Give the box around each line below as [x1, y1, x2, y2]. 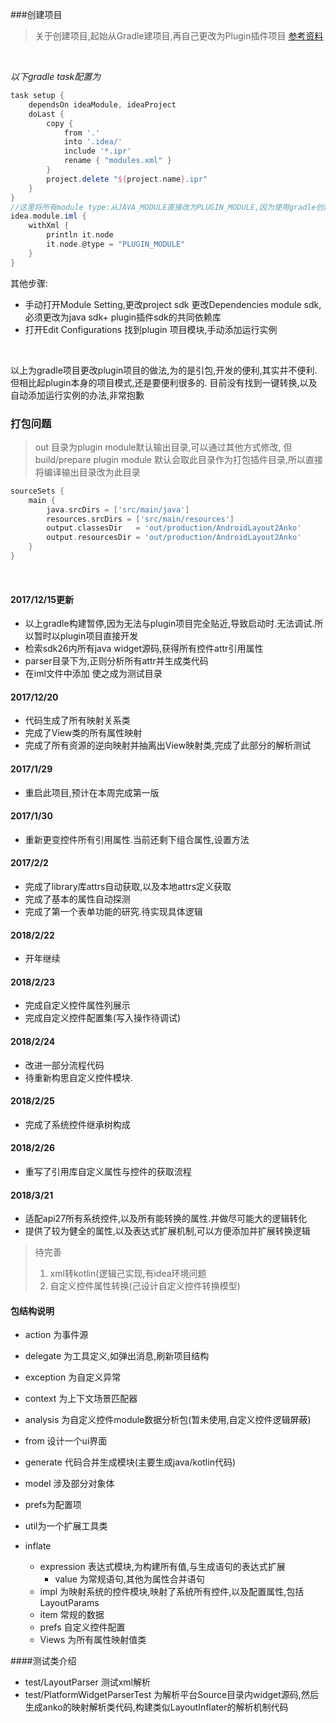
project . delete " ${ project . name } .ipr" [46, 174, 208, 184]
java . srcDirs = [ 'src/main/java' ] [46, 504, 190, 515]
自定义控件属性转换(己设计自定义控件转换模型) [49, 1280, 241, 1292]
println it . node [46, 230, 114, 240]
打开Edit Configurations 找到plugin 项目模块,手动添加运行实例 [24, 323, 278, 335]
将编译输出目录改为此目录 [34, 466, 141, 478]
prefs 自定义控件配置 [39, 1621, 126, 1633]
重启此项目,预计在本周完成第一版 [24, 786, 160, 798]
